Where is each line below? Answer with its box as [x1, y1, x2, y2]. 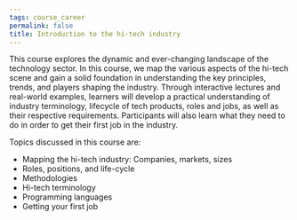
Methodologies [21, 173, 78, 184]
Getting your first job [21, 201, 99, 212]
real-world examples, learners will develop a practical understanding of [9, 91, 271, 102]
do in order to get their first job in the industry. [9, 120, 179, 130]
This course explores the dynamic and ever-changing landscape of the [9, 54, 269, 65]
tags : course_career [9, 12, 86, 22]
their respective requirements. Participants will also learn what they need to [9, 110, 286, 121]
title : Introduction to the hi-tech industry [9, 29, 181, 38]
